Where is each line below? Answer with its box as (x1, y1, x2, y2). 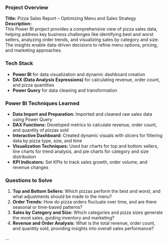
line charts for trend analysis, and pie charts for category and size (12, 148, 149, 154)
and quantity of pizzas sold (12, 127, 69, 133)
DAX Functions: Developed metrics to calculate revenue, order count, (12, 122, 157, 128)
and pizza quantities (12, 82, 55, 88)
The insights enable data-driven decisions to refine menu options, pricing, (5, 42, 158, 48)
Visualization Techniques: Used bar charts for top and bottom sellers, (12, 143, 159, 149)
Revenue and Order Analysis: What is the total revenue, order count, (12, 220, 155, 226)
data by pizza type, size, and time (12, 137, 82, 144)
